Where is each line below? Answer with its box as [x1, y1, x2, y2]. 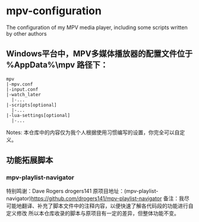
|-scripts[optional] [6, 102, 58, 108]
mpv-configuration [6, 4, 102, 18]
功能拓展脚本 [6, 156, 53, 166]
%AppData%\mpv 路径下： [6, 60, 108, 70]
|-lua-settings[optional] [6, 112, 70, 118]
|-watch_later [6, 91, 42, 97]
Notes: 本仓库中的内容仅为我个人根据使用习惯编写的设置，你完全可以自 [6, 129, 180, 136]
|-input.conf [6, 86, 39, 93]
